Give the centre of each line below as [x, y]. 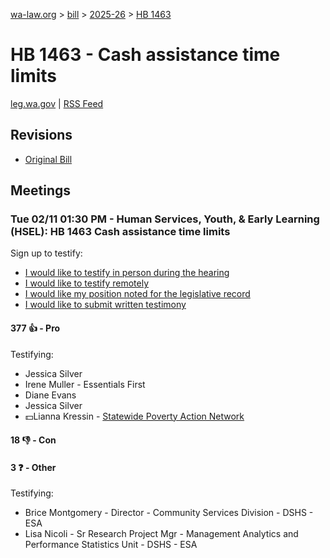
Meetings [41, 190]
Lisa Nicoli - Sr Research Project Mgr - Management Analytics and [161, 534]
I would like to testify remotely [87, 283]
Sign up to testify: [46, 253]
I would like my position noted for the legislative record [137, 294]
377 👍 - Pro [35, 328]
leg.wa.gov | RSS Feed [57, 103]
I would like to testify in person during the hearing [127, 273]
